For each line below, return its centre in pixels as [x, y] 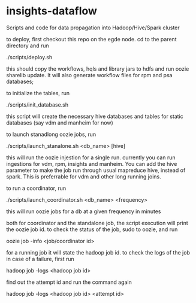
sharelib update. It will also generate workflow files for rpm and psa [89, 75]
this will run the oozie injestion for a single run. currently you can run [91, 157]
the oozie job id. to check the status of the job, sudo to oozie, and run [92, 229]
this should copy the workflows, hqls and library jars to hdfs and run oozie [98, 69]
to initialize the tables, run [38, 93]
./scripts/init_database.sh [37, 104]
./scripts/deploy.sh [29, 57]
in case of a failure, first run [40, 259]
